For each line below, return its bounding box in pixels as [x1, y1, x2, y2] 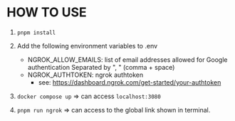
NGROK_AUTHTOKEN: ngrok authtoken [27, 70, 144, 79]
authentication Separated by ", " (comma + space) [27, 63, 175, 71]
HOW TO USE [6, 4, 87, 21]
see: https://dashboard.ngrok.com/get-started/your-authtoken [38, 78, 221, 86]
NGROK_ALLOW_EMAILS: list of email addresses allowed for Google [27, 55, 228, 64]
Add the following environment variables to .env [16, 41, 158, 50]
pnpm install [16, 29, 56, 36]
